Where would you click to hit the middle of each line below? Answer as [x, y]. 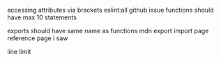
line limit [19, 52]
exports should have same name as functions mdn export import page [108, 31]
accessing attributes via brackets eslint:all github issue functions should [110, 10]
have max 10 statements [42, 17]
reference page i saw [38, 38]
